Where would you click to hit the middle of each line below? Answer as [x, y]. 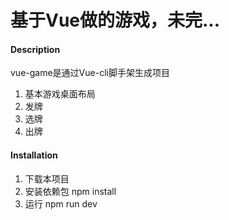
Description [35, 49]
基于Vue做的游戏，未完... [115, 20]
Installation [34, 155]
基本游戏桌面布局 [60, 94]
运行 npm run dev [61, 203]
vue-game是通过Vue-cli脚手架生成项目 [90, 73]
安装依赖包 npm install [70, 191]
